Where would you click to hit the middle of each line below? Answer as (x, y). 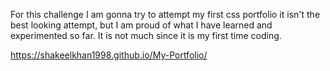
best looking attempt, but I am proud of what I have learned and (141, 25)
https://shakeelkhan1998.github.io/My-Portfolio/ (109, 55)
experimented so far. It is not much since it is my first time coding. (146, 35)
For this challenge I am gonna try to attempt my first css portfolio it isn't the (165, 14)
